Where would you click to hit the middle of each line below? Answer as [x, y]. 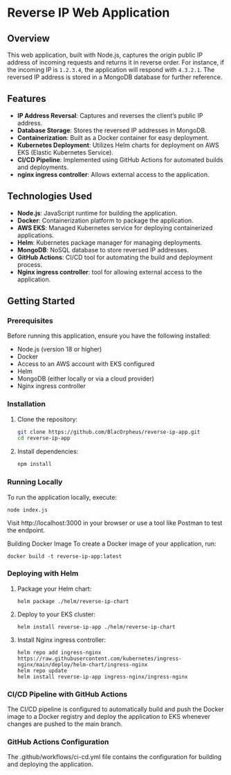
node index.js [28, 510]
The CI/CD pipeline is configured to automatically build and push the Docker [116, 709]
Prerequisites [30, 320]
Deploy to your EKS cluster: [56, 614]
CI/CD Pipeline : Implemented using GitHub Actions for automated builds [120, 159]
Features [27, 99]
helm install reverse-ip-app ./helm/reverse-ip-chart [96, 627]
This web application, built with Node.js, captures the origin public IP [105, 55]
